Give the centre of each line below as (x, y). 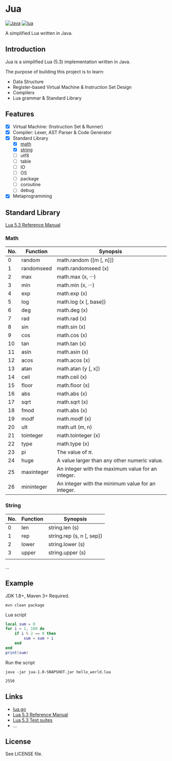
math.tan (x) (72, 344)
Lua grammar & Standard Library (47, 98)
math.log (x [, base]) (81, 302)
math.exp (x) (72, 293)
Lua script (16, 615)
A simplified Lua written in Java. (39, 33)
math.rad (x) (72, 319)
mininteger (34, 487)
